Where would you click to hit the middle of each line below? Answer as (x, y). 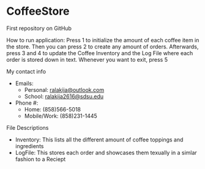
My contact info (26, 71)
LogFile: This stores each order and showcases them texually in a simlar (106, 152)
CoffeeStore (38, 11)
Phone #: (27, 103)
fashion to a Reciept (40, 159)
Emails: (24, 83)
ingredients (29, 146)
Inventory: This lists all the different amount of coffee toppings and (99, 140)
